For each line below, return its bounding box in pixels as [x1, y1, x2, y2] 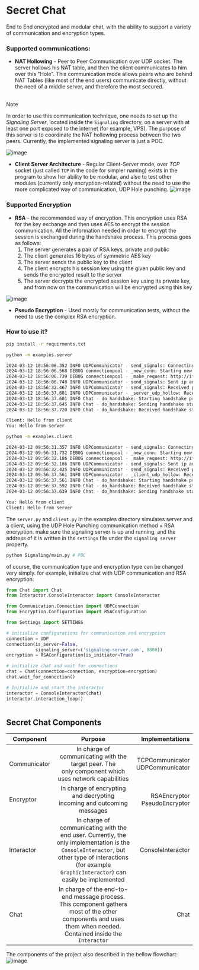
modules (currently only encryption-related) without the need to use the [14, 179, 191, 187]
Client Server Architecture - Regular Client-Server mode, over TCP [14, 161, 180, 168]
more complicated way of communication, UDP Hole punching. [14, 186, 169, 193]
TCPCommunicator [137, 756, 190, 765]
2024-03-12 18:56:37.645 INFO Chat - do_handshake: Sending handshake [6, 401, 184, 407]
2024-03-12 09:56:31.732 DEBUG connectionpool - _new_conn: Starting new [6, 449, 192, 456]
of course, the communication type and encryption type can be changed [6, 563, 184, 570]
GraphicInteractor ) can [60, 868, 126, 876]
